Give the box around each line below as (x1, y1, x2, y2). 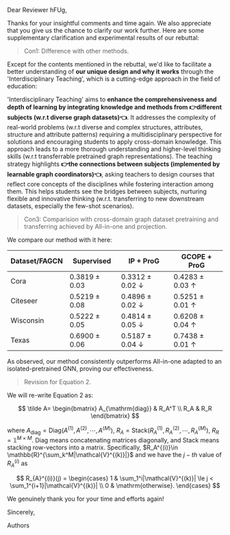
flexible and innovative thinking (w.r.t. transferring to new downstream (7, 195, 205, 203)
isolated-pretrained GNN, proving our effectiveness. (7, 364, 154, 373)
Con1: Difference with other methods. (23, 47, 129, 55)
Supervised (73, 256, 112, 266)
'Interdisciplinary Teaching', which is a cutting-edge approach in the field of (7, 75, 220, 83)
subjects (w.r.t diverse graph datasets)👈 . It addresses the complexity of (7, 113, 216, 121)
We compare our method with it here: (7, 236, 112, 244)
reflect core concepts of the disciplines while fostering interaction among (7, 180, 214, 188)
